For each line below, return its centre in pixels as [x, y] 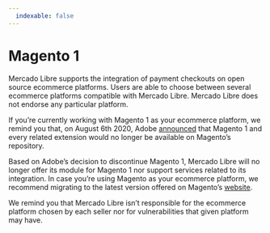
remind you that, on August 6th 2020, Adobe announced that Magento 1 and [135, 128]
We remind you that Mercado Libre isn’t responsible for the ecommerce [127, 202]
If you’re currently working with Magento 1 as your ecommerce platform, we [135, 120]
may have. [25, 220]
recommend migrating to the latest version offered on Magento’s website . [131, 187]
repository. [26, 146]
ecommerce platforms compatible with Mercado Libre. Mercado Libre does [133, 95]
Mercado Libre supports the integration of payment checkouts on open [127, 78]
